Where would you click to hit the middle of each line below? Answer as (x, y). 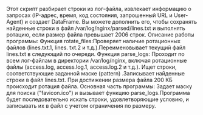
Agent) (15, 22)
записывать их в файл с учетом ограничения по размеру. (81, 106)
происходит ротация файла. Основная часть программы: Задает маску (99, 86)
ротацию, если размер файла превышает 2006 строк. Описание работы (100, 35)
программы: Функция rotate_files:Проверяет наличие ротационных (94, 41)
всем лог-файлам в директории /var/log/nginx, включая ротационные (97, 61)
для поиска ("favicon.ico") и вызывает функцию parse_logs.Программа (98, 93)
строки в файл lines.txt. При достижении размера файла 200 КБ (90, 80)
